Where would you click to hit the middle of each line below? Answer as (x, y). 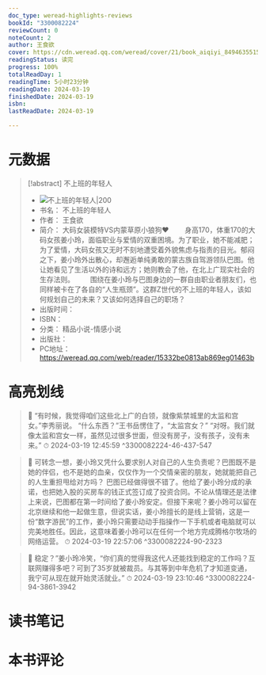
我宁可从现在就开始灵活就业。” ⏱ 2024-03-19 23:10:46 (116, 578)
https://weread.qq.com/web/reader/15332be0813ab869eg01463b (147, 357)
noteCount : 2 (30, 38)
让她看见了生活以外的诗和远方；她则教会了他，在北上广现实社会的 (147, 269)
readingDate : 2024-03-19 (49, 89)
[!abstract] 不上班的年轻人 (70, 183)
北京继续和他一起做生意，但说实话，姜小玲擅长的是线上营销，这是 (135, 511)
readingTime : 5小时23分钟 (49, 82)
